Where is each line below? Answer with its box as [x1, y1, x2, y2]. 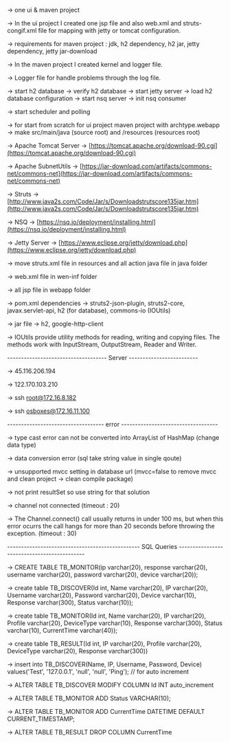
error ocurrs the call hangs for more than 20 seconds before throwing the [7, 522, 215, 530]
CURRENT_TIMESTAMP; [7, 715, 76, 723]
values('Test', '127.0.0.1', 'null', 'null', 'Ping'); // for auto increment [7, 668, 189, 675]
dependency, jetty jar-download [7, 47, 97, 55]
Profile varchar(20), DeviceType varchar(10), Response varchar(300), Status [7, 619, 223, 627]
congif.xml [7, 27, 37, 34]
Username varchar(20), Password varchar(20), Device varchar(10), [7, 591, 197, 599]
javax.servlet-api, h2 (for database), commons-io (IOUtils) [7, 306, 171, 315]
